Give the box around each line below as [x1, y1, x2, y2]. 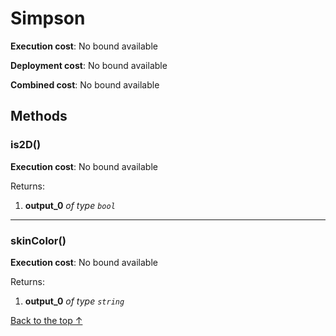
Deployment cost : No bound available [10, 59, 168, 71]
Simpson [10, 7, 86, 30]
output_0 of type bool [24, 199, 116, 211]
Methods [10, 108, 68, 125]
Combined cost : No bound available [10, 78, 160, 91]
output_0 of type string [24, 295, 125, 307]
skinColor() [10, 233, 67, 247]
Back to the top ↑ [10, 314, 83, 326]
